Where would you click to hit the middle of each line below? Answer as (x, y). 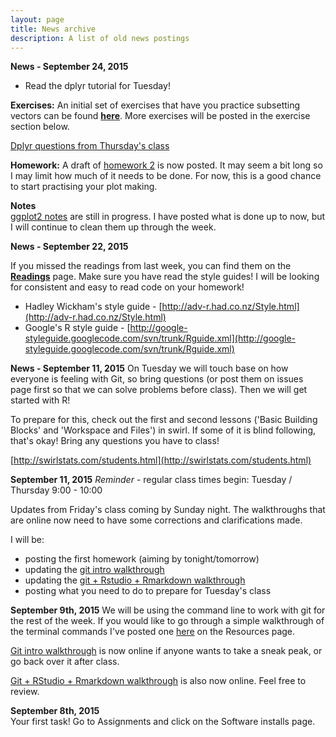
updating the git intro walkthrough (94, 570)
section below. (40, 127)
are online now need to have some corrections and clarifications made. (156, 520)
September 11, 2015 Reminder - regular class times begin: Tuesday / (151, 480)
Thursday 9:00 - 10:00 (56, 490)
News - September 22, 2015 (69, 247)
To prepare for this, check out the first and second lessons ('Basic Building (164, 420)
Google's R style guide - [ (77, 328)
